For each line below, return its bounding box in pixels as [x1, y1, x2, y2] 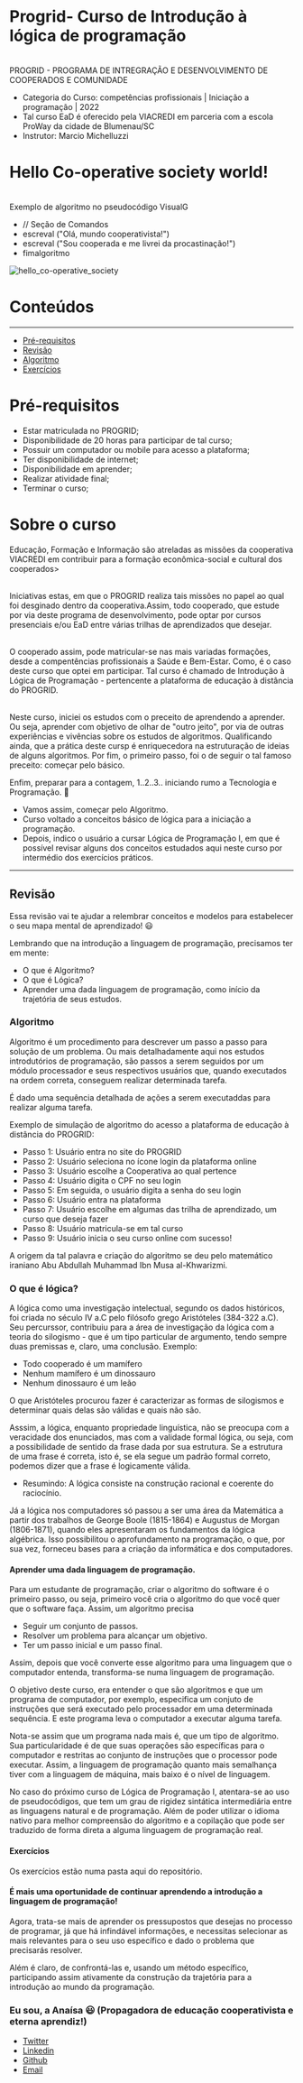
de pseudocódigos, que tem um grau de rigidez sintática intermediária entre [9, 1796, 292, 1807]
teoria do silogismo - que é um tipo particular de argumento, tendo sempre [9, 1332, 287, 1342]
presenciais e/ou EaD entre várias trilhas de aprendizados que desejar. [9, 619, 272, 630]
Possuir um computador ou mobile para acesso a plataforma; [22, 444, 251, 455]
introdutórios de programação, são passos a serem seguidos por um [9, 1055, 264, 1066]
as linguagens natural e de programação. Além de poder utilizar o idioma [9, 1806, 280, 1817]
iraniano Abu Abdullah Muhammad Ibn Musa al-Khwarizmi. [9, 1259, 228, 1270]
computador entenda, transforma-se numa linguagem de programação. [9, 1667, 275, 1678]
